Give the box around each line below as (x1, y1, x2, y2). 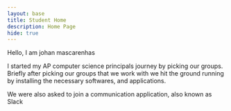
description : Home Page (7, 23, 76, 30)
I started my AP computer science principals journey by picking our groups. (7, 62, 223, 70)
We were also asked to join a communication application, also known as (7, 90, 212, 99)
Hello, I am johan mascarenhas (7, 49, 96, 57)
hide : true (7, 29, 39, 37)
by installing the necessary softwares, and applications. (7, 77, 166, 85)
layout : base (7, 10, 45, 17)
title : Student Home (7, 17, 67, 24)
